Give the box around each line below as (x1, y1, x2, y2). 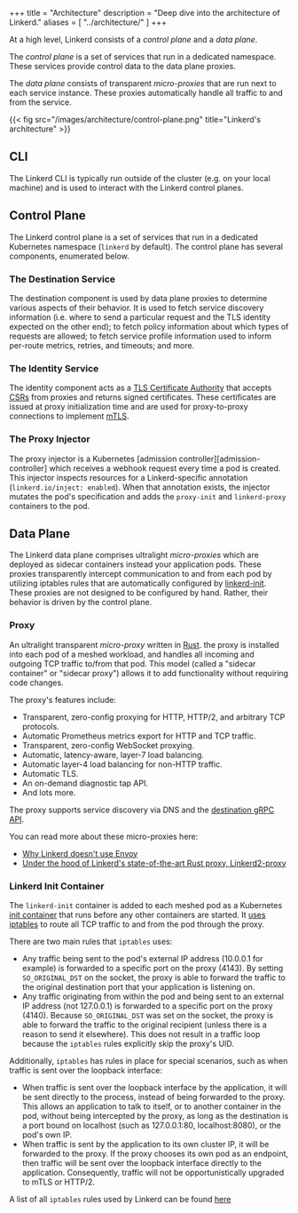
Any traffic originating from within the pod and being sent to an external (21, 991, 284, 1002)
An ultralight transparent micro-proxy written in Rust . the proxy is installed (9, 639, 279, 650)
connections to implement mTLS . (9, 411, 130, 421)
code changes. (9, 677, 64, 688)
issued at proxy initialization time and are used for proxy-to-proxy (9, 402, 248, 412)
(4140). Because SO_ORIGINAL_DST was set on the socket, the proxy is (21, 1010, 273, 1020)
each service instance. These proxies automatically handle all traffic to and (9, 88, 284, 98)
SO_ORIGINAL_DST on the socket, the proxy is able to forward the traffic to (21, 972, 286, 983)
